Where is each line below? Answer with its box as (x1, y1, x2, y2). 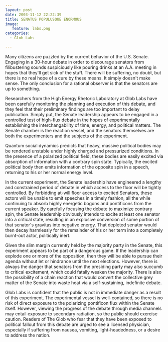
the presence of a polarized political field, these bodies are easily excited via (5, 153, 163, 159)
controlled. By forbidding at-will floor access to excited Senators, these (5, 190, 152, 196)
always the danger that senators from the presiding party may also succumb (5, 264, 163, 270)
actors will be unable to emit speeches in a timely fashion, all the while (5, 195, 150, 201)
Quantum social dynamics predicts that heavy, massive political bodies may (5, 142, 161, 148)
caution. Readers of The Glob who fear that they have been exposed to (5, 316, 152, 322)
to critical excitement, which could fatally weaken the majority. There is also (5, 269, 162, 275)
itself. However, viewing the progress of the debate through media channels (5, 305, 162, 311)
